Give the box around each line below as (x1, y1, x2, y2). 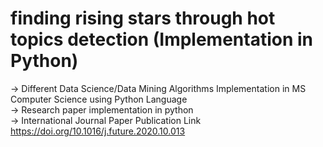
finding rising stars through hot (10, 7, 276, 30)
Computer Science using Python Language (10, 93, 188, 105)
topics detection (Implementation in (10, 28, 314, 51)
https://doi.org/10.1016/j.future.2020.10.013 (10, 125, 186, 137)
